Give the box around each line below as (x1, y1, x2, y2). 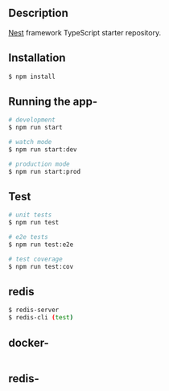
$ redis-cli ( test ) (8, 314, 74, 322)
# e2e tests (8, 233, 48, 241)
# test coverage (8, 255, 63, 263)
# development (8, 116, 56, 124)
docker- (8, 335, 50, 349)
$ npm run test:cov (8, 262, 74, 270)
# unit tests (8, 211, 52, 220)
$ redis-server (8, 306, 60, 315)
